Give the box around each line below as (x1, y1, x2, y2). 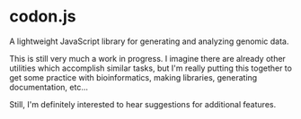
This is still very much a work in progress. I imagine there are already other (9, 53, 286, 64)
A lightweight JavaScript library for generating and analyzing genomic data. (9, 36, 289, 47)
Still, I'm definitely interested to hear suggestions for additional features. (9, 98, 277, 109)
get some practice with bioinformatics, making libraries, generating (9, 72, 258, 82)
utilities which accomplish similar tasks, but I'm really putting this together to (9, 63, 292, 73)
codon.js (9, 6, 76, 27)
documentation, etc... (9, 81, 88, 92)
